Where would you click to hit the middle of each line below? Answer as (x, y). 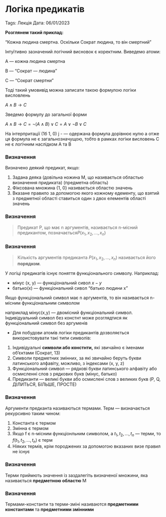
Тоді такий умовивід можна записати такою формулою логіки (71, 90)
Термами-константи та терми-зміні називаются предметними (72, 504)
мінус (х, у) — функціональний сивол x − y (57, 283)
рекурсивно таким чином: (33, 413)
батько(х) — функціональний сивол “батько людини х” (70, 288)
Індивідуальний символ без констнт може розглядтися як (66, 318)
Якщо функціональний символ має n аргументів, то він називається (77, 298)
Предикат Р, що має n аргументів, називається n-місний (77, 227)
